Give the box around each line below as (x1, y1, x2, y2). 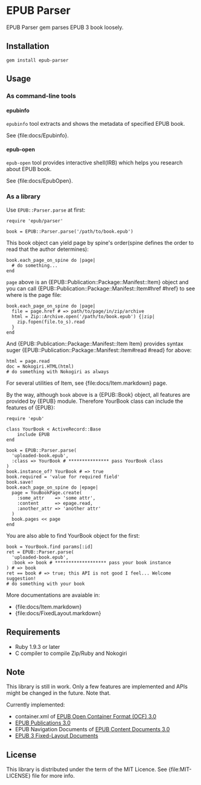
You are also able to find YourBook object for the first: (6, 532, 140, 539)
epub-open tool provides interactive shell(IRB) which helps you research (6, 159, 183, 166)
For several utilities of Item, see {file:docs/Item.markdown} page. (6, 379, 168, 386)
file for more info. (32, 772, 75, 780)
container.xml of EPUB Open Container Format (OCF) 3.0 (14, 713, 157, 720)
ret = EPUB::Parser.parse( (6, 549, 74, 555)
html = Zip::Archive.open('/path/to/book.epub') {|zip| (11, 313, 155, 319)
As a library (6, 192, 41, 201)
